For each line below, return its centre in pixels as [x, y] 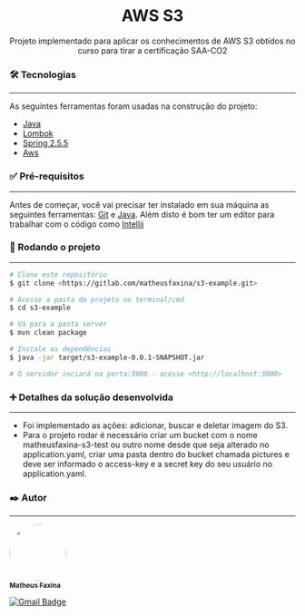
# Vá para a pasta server [58, 324]
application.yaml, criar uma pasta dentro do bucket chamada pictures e [156, 454]
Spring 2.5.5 [45, 143]
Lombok [38, 133]
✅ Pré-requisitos [47, 176]
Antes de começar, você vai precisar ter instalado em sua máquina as [139, 204]
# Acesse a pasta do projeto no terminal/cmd [97, 299]
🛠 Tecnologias [43, 74]
